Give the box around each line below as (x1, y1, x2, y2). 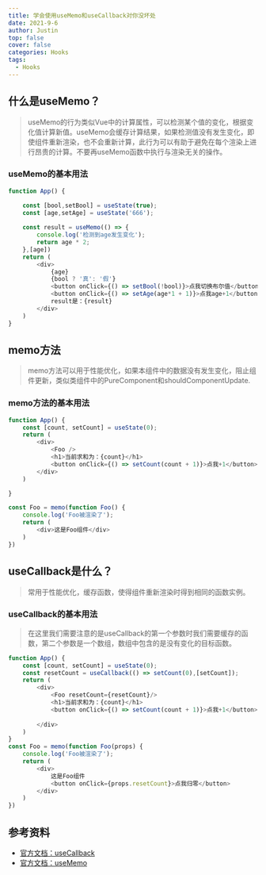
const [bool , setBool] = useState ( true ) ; (22, 201, 158, 209)
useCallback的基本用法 (8, 608, 98, 620)
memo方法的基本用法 (8, 397, 90, 409)
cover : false (8, 41, 51, 49)
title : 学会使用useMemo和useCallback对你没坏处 (8, 11, 156, 20)
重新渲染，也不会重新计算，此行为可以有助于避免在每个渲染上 (48, 136, 250, 147)
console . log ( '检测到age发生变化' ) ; (36, 231, 146, 239)
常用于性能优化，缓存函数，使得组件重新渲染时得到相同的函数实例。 (27, 587, 250, 597)
